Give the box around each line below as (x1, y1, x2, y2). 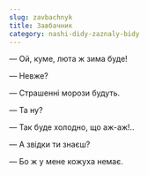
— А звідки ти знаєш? (9, 139, 91, 150)
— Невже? (9, 71, 48, 81)
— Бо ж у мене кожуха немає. (9, 156, 123, 167)
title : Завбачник (9, 21, 73, 30)
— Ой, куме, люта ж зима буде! (9, 54, 128, 65)
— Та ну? (9, 105, 43, 116)
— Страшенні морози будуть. (9, 87, 121, 98)
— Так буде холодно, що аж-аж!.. (9, 122, 135, 133)
